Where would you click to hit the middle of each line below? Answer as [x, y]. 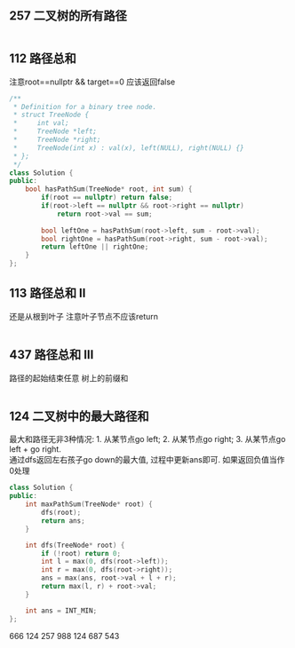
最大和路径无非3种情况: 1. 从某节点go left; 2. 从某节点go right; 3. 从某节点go [147, 439]
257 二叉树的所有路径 [68, 16]
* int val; [41, 123]
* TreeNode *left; [55, 131]
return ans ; [64, 521]
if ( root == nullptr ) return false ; [107, 198]
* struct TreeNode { [51, 115]
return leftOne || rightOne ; [95, 247]
